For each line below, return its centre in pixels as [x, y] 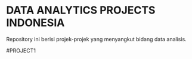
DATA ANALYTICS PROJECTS [81, 10]
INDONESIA [35, 23]
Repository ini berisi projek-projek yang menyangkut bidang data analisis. [96, 39]
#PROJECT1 [21, 50]
